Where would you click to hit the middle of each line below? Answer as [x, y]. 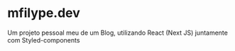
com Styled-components [44, 40]
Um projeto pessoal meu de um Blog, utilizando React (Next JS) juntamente [118, 33]
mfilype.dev [44, 13]
